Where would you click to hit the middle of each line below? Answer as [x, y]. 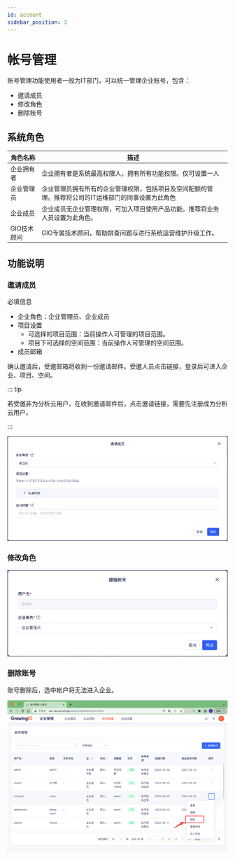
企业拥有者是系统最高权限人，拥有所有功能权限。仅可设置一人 [130, 173]
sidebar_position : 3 [37, 22]
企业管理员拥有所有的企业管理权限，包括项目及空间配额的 [124, 188]
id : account [24, 15]
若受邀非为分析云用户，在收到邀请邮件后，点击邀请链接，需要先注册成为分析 [117, 404]
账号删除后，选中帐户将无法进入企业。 [62, 689]
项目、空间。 [38, 375]
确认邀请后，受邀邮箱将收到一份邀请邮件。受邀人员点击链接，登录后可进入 [114, 366]
